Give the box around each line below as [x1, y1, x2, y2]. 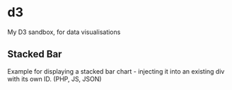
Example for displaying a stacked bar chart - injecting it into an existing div [7, 67, 225, 75]
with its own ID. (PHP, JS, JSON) [7, 74, 102, 83]
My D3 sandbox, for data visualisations [7, 28, 121, 36]
